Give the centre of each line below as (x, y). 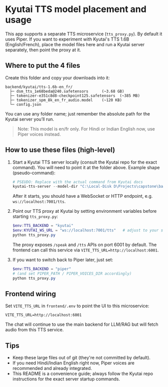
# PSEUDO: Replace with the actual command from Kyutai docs (78, 182)
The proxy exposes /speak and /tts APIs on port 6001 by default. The (85, 244)
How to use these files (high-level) (60, 150)
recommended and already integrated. (52, 368)
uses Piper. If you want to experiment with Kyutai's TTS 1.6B (67, 39)
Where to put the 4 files (43, 66)
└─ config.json (26, 104)
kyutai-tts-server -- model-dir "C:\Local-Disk (62, 187)
